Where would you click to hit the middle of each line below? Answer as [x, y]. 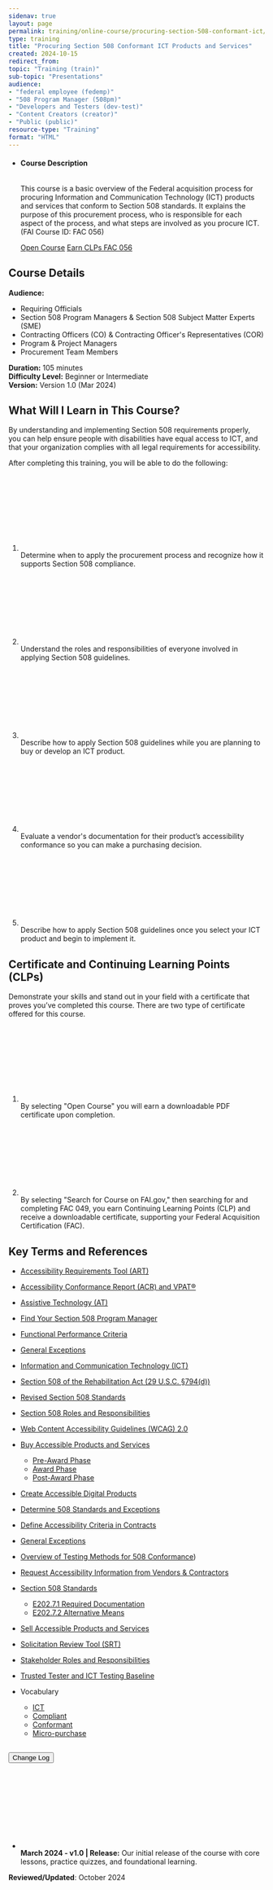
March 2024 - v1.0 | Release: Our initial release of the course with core [140, 1853]
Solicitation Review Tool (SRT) [70, 1644]
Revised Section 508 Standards [73, 1397]
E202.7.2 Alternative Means [78, 1613]
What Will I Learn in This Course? [94, 411]
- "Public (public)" [43, 122]
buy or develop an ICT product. [73, 751]
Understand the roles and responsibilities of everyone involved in [129, 649]
